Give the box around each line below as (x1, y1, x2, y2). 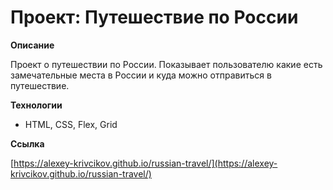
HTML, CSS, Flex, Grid (24, 118, 118, 130)
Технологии (10, 99, 63, 111)
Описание (10, 39, 55, 51)
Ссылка (10, 137, 45, 150)
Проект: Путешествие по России (10, 6, 299, 29)
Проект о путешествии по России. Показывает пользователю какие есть (10, 58, 323, 70)
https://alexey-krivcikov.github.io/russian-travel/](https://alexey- (13, 157, 278, 169)
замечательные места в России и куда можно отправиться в (10, 69, 272, 81)
